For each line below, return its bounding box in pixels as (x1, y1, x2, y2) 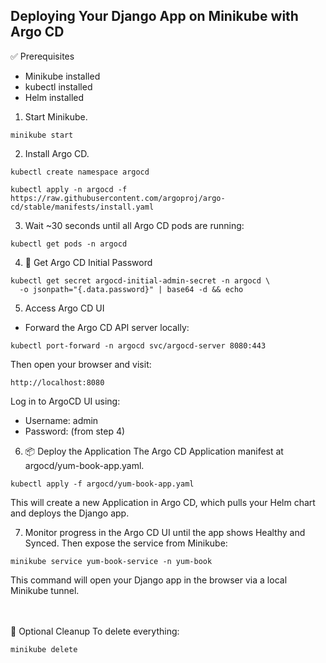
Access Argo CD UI (24, 302, 105, 314)
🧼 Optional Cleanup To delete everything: (10, 625, 180, 637)
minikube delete (10, 644, 78, 654)
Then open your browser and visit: (10, 358, 152, 370)
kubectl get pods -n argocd (10, 239, 128, 249)
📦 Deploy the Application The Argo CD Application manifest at (24, 445, 284, 457)
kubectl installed (24, 80, 93, 93)
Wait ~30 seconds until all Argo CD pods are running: (24, 219, 245, 231)
